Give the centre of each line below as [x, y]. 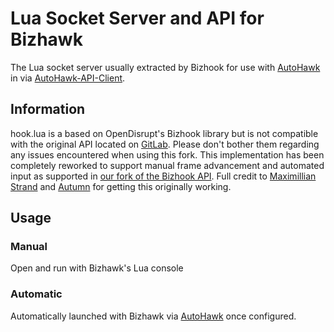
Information [48, 109]
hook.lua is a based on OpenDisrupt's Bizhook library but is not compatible [164, 133]
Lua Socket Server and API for [137, 18]
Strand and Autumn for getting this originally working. [121, 186]
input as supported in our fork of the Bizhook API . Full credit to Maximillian [163, 176]
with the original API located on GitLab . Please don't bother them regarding [165, 144]
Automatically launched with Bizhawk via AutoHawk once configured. [153, 316]
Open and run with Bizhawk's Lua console [97, 268]
